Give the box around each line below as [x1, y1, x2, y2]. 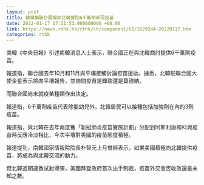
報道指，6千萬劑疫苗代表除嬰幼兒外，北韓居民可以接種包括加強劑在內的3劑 [6, 103, 194, 110]
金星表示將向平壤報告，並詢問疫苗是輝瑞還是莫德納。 [11, 77, 144, 85]
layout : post [6, 9, 39, 15]
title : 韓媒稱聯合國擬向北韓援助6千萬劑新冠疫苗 [6, 15, 114, 21]
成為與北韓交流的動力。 [22, 152, 81, 159]
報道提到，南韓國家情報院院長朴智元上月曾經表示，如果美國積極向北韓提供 [6, 144, 192, 152]
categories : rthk [6, 32, 50, 38]
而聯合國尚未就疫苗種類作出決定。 [6, 90, 92, 97]
